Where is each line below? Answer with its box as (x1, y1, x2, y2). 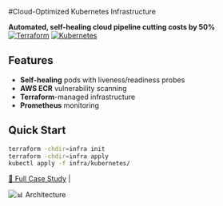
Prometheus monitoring (19, 100, 100, 110)
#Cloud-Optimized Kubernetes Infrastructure (8, 7, 156, 16)
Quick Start (8, 124, 66, 137)
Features (8, 53, 54, 67)
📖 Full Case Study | (8, 174, 71, 184)
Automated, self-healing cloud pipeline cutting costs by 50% (8, 22, 216, 31)
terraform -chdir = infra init (8, 145, 106, 153)
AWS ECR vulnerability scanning (19, 83, 127, 93)
